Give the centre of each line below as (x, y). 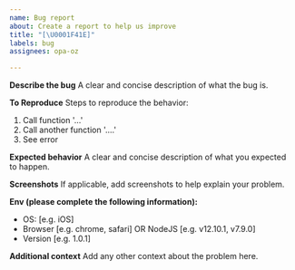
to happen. (29, 167)
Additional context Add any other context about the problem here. (134, 256)
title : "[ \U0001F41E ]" (52, 34)
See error (40, 140)
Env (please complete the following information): (103, 202)
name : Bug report (42, 18)
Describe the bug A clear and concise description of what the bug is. (139, 85)
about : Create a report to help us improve (93, 26)
